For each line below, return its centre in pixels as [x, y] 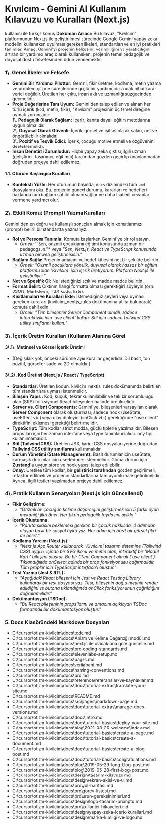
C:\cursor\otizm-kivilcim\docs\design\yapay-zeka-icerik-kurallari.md [82, 812]
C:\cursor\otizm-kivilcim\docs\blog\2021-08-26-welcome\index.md [81, 728]
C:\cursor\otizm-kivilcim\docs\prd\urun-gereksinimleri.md [71, 796]
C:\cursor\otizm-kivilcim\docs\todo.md [52, 633]
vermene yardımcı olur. [36, 200]
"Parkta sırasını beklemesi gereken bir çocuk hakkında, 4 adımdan [87, 525]
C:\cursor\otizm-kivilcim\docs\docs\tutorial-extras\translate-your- [79, 685]
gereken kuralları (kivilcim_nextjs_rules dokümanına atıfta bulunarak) [82, 302]
